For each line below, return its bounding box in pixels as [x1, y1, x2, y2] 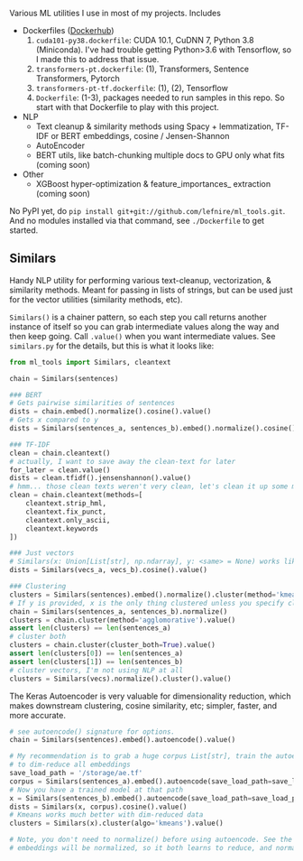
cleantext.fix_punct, [25, 507, 106, 516]
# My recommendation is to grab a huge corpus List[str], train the [9, 752, 272, 761]
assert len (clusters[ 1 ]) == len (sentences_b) [9, 657, 183, 666]
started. [9, 225, 39, 236]
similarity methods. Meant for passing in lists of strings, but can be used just [9, 284, 293, 295]
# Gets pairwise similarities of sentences [9, 399, 176, 408]
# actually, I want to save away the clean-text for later [9, 457, 236, 466]
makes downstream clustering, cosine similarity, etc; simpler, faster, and [9, 699, 278, 711]
